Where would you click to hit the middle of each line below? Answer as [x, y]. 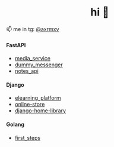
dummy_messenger [39, 65]
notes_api [26, 71]
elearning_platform [38, 98]
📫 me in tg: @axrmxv [33, 29]
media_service [32, 59]
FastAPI [16, 45]
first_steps [27, 137]
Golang [15, 124]
